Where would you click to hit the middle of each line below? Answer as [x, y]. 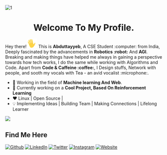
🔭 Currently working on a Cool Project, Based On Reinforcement [79, 87]
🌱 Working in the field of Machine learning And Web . [67, 82]
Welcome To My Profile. [84, 28]
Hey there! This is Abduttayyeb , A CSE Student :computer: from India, [83, 46]
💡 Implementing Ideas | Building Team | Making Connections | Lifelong [84, 103]
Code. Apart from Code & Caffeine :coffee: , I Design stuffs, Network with [81, 68]
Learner [20, 109]
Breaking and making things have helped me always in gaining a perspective [84, 57]
